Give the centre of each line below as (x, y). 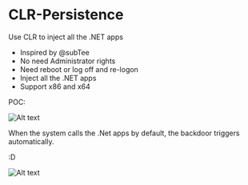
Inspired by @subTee (54, 52)
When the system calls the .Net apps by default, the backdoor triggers (124, 133)
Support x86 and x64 (55, 86)
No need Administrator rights (68, 61)
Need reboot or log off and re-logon (79, 69)
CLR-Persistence (66, 15)
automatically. (31, 141)
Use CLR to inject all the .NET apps (66, 37)
